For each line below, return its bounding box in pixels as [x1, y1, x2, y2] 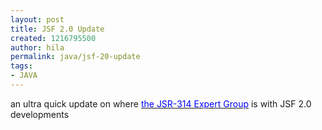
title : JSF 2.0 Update [10, 24, 105, 34]
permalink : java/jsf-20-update [10, 52, 141, 62]
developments [10, 108, 70, 120]
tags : [10, 61, 33, 71]
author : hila [10, 42, 65, 53]
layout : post [10, 14, 65, 25]
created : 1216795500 [10, 33, 97, 43]
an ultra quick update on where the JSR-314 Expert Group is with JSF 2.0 [10, 97, 312, 110]
